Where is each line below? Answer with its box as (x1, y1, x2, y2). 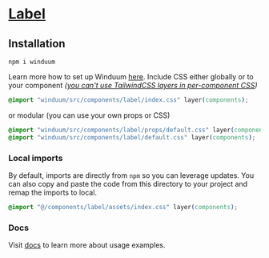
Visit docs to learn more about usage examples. (8, 240, 166, 250)
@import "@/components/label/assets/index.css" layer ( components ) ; (8, 203, 239, 211)
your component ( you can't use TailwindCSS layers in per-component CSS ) (8, 81, 258, 90)
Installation (8, 37, 66, 50)
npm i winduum (8, 58, 56, 66)
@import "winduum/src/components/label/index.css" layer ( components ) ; (8, 96, 249, 104)
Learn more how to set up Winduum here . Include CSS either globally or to (8, 72, 254, 81)
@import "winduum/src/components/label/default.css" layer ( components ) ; (8, 133, 256, 141)
